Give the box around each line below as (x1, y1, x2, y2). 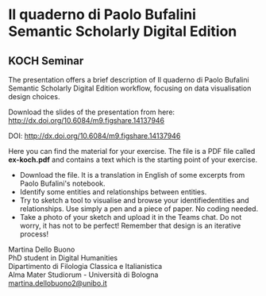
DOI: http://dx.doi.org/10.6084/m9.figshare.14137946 (8, 131, 181, 140)
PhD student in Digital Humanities (8, 253, 118, 263)
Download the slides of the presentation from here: (8, 107, 175, 117)
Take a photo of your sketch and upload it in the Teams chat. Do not (19, 213, 242, 221)
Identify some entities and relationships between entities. (19, 187, 207, 196)
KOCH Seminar (8, 54, 84, 67)
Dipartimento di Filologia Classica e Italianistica (8, 262, 163, 271)
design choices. (8, 92, 60, 101)
